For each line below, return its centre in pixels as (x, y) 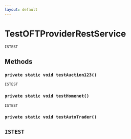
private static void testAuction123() (51, 75)
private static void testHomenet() (47, 96)
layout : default (21, 10)
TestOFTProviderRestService (65, 33)
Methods (19, 61)
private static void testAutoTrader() (51, 117)
